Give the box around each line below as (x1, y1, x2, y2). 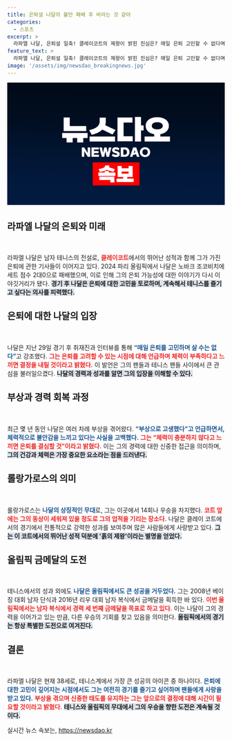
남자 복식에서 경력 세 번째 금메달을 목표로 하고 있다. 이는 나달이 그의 (36, 604, 217, 612)
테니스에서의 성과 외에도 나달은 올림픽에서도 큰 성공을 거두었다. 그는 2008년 (7, 587, 211, 595)
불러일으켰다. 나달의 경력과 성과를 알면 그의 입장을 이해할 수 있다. (19, 369, 193, 377)
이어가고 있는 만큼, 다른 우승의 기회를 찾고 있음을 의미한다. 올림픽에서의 (19, 613, 212, 621)
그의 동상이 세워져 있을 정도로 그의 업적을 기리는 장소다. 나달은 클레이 (19, 514, 204, 522)
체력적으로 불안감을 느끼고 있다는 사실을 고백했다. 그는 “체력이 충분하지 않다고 (7, 433, 215, 441)
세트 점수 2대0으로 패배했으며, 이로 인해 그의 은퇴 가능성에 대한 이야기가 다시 (7, 271, 213, 280)
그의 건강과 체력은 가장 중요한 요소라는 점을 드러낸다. (7, 450, 148, 459)
